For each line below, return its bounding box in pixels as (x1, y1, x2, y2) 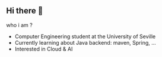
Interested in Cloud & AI (14, 45, 73, 52)
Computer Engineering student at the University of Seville (14, 33, 156, 40)
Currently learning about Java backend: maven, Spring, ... (14, 39, 156, 46)
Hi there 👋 (6, 6, 43, 16)
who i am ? (6, 21, 33, 28)
